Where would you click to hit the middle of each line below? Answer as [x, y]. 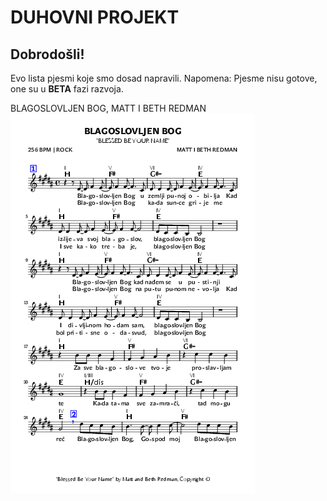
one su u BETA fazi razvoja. [67, 89]
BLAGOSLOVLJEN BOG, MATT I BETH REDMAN [108, 108]
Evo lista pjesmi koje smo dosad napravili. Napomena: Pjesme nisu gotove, [164, 78]
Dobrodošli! [47, 54]
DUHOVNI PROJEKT [95, 17]
